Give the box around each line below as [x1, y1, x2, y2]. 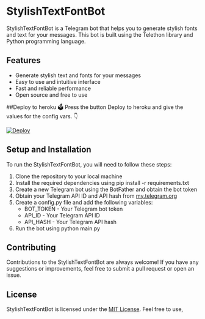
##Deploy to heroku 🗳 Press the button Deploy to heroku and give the [6, 103, 184, 111]
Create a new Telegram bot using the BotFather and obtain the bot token [15, 186, 197, 193]
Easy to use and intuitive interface [15, 78, 101, 85]
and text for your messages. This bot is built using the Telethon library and [6, 31, 193, 38]
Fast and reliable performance [15, 84, 92, 92]
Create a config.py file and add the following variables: [15, 198, 153, 206]
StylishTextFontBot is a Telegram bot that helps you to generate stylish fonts [6, 24, 198, 32]
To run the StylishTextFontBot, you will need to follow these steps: [6, 160, 172, 168]
